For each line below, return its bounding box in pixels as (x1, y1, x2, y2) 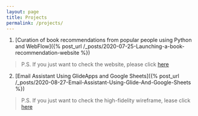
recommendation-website (14, 49, 80, 56)
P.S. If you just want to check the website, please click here (21, 61, 169, 68)
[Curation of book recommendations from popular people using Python (14, 37, 192, 44)
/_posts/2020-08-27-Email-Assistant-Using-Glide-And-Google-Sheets (14, 79, 191, 86)
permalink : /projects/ (6, 20, 63, 26)
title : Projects (6, 14, 47, 20)
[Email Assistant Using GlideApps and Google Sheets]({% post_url (14, 73, 180, 80)
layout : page (6, 8, 39, 15)
